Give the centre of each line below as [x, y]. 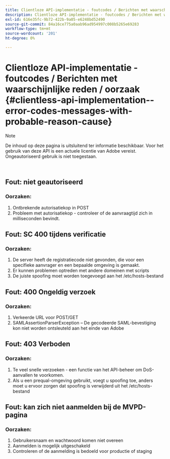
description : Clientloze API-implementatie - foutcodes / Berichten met [83, 15]
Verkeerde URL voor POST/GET [45, 317]
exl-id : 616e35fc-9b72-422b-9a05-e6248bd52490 [55, 19]
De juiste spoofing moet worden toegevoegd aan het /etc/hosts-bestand [88, 276]
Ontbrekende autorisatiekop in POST [51, 207]
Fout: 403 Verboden [38, 344]
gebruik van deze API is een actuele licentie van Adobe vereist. [71, 151]
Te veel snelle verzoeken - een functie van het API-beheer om [77, 369]
